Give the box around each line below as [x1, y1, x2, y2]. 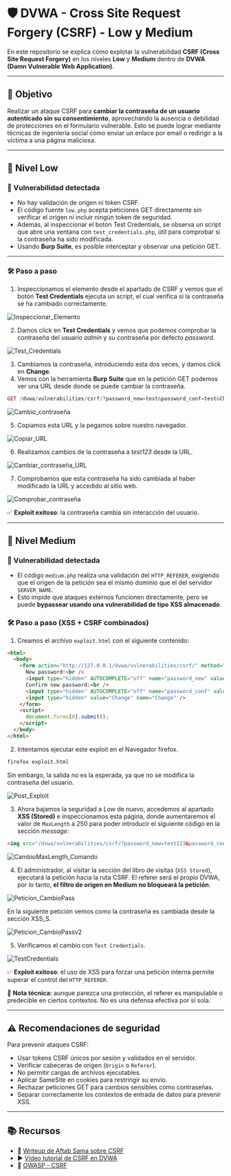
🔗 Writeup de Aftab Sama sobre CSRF [16, 1146, 124, 1155]
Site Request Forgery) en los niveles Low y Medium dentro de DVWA [7, 54, 206, 63]
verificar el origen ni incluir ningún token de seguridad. [16, 213, 173, 221]
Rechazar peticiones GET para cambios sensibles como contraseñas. [16, 1083, 214, 1091]
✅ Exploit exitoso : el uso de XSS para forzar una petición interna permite [7, 968, 214, 976]
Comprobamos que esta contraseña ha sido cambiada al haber [16, 474, 196, 482]
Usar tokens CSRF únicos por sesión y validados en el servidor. [16, 1054, 197, 1063]
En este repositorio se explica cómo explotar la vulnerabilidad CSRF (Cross [7, 47, 220, 56]
